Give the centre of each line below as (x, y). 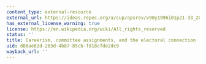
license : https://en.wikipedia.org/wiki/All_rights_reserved (86, 29)
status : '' (20, 35)
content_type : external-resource (49, 12)
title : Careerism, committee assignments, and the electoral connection (101, 40)
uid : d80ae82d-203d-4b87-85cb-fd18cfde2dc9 (63, 46)
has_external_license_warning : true (53, 23)
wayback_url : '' (27, 52)
